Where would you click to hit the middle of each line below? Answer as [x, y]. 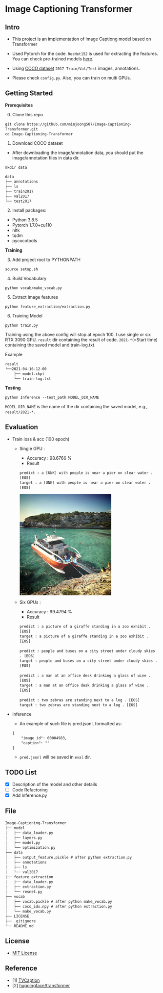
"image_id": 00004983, [44, 738]
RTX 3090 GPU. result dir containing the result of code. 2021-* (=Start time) [81, 340]
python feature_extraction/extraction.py [48, 307]
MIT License [25, 953]
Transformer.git [21, 129]
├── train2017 [20, 191]
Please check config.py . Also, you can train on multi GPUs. [71, 78]
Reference [21, 968]
